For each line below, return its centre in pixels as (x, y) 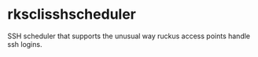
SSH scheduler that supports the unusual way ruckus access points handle (129, 36)
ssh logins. (25, 44)
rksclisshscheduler (72, 14)
